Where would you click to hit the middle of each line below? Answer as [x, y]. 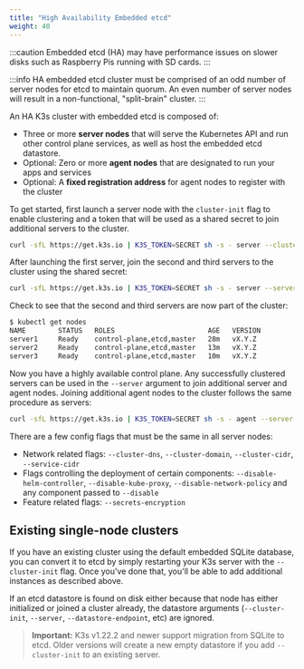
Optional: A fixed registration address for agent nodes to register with [154, 181]
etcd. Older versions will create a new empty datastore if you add [153, 645]
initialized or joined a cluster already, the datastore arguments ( [127, 608]
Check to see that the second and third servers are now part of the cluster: [149, 305]
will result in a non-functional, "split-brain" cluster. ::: [108, 98]
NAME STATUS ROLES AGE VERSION [135, 331]
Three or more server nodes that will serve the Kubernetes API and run [155, 133]
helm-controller [53, 483]
